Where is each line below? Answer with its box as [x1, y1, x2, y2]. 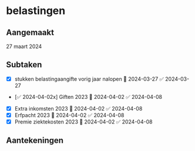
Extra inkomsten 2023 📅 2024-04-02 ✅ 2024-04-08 [14, 105, 143, 112]
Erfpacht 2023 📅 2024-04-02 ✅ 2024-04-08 [14, 111, 125, 118]
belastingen [6, 4, 66, 18]
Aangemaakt [6, 28, 55, 37]
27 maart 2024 [6, 43, 42, 50]
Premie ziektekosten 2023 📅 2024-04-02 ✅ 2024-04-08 [14, 118, 153, 125]
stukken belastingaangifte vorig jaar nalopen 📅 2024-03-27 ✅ [14, 75, 164, 83]
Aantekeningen [6, 136, 63, 146]
